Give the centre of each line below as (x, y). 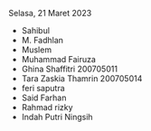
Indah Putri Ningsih (57, 117)
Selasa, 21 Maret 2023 (50, 13)
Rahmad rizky (47, 107)
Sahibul (36, 30)
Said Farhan (44, 98)
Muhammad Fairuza (59, 59)
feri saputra (43, 88)
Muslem (36, 50)
